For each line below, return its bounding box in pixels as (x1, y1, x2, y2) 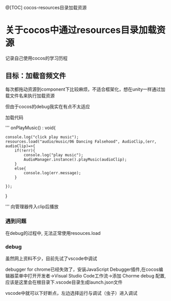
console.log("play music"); (24, 152, 83, 157)
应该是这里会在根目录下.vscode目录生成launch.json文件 (5, 279, 123, 286)
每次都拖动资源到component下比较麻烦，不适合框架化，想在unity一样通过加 (5, 86, 165, 92)
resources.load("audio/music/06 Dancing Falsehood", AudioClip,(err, (5, 139, 157, 144)
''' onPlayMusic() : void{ (5, 125, 56, 131)
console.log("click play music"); (5, 134, 79, 139)
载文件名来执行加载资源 (5, 92, 55, 98)
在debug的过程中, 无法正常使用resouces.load (5, 230, 101, 236)
